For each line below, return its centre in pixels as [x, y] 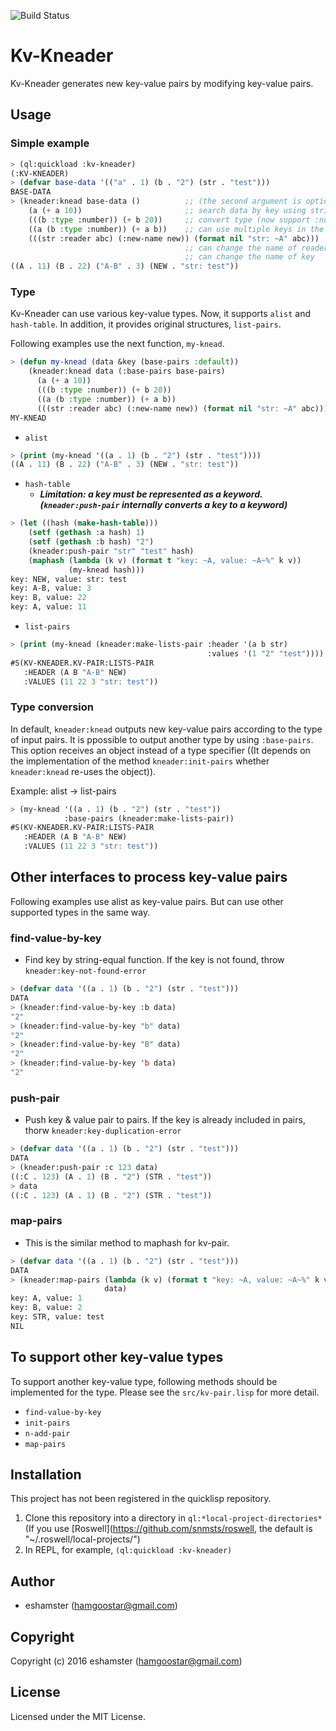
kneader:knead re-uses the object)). [83, 771]
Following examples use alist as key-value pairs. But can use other [147, 901]
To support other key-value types [117, 1357]
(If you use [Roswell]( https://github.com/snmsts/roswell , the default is [168, 1529]
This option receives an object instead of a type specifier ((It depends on [160, 750]
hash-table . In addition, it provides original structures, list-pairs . [146, 324]
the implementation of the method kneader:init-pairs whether [140, 761]
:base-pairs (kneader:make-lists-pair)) [149, 818]
